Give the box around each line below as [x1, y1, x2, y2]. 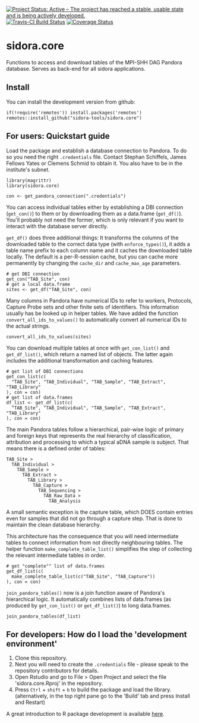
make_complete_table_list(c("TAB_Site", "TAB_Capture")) [11, 574, 156, 579]
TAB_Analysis [48, 498, 81, 504]
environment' [6, 638, 58, 649]
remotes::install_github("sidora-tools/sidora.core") [6, 115, 143, 121]
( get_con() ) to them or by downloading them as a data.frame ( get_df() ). [6, 210, 183, 217]
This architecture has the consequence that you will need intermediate [6, 532, 179, 540]
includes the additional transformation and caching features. [6, 357, 154, 364]
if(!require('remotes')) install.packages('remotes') [6, 110, 143, 116]
